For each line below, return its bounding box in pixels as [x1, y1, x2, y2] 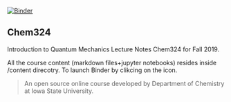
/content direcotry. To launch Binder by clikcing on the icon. [7, 66, 178, 74]
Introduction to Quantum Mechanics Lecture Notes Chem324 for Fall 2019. [7, 45, 220, 53]
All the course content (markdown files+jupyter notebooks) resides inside [7, 58, 216, 67]
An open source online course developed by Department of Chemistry [24, 79, 225, 87]
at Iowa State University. [24, 87, 94, 95]
